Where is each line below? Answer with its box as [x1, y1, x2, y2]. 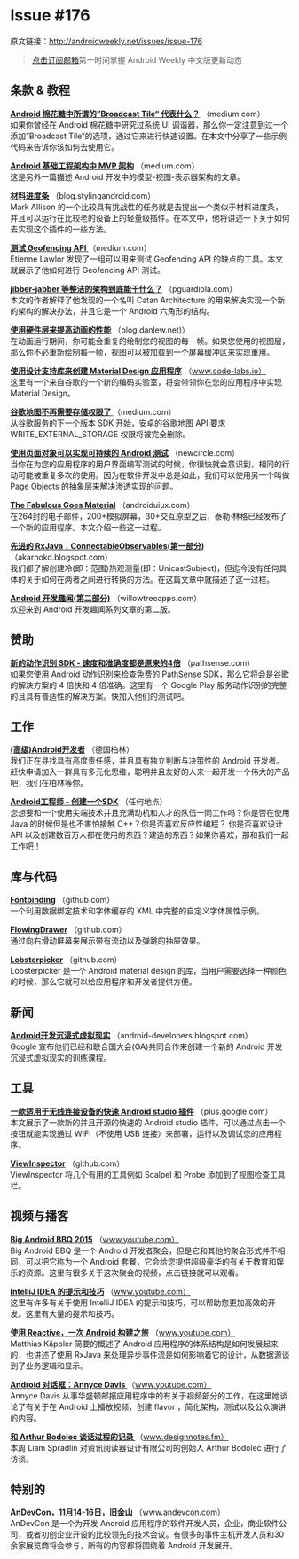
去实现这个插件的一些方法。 [10, 223, 112, 234]
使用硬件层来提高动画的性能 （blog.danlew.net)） [10, 325, 190, 335]
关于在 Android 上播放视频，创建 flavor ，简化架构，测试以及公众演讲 [33, 1401, 287, 1412]
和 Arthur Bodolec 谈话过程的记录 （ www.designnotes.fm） [10, 1431, 229, 1442]
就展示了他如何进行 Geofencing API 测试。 [10, 264, 165, 275]
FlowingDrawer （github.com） [10, 924, 127, 936]
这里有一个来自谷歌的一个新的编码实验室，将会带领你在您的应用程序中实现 [10, 376, 282, 387]
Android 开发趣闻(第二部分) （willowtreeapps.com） [10, 592, 202, 603]
